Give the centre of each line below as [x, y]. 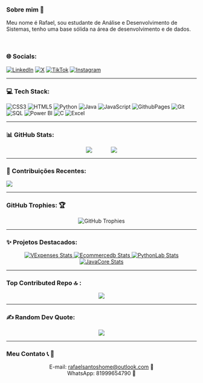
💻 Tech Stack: [28, 91]
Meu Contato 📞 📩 [31, 353]
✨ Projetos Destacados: [42, 242]
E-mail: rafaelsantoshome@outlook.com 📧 [101, 367]
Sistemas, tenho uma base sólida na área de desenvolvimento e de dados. [99, 29]
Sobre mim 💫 [25, 10]
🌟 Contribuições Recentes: [46, 171]
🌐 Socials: [22, 57]
